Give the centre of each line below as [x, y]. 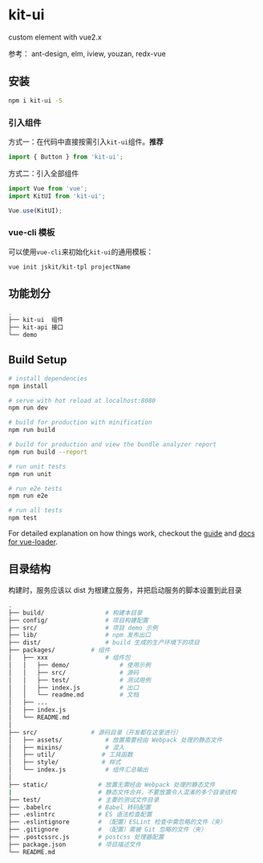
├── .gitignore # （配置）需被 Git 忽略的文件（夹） [107, 830]
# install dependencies [48, 378]
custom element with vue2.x [55, 37]
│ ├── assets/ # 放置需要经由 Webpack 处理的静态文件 [115, 740]
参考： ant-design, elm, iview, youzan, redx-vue [87, 53]
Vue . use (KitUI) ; [35, 211]
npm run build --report [48, 452]
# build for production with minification [80, 423]
